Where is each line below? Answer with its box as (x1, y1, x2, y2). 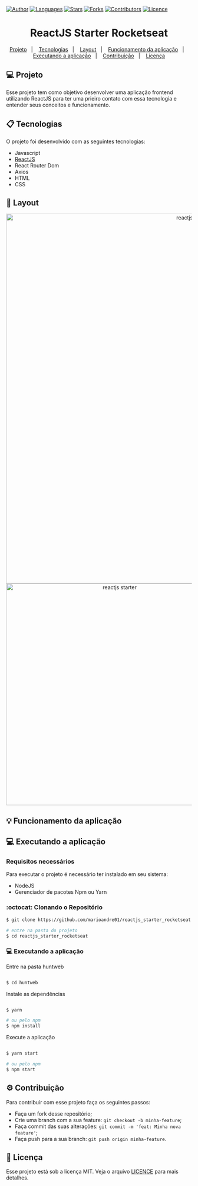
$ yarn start (6, 1051, 38, 1056)
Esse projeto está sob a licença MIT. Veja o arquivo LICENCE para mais (6, 1168, 179, 1175)
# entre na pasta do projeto (6, 928, 78, 933)
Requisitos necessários (6, 858, 75, 866)
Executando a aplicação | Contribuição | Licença (32, 52, 166, 59)
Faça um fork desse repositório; (14, 1110, 93, 1117)
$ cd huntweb (6, 980, 38, 985)
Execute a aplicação (6, 1034, 55, 1041)
